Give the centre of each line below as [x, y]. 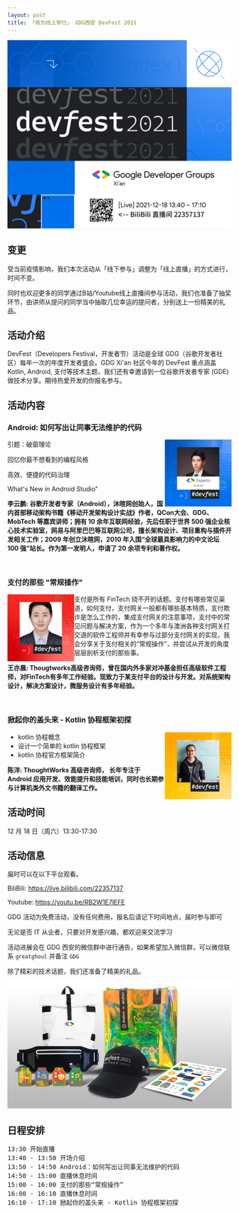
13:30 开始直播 [31, 1149]
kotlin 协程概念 [39, 737]
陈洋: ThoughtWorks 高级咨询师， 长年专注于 [74, 770]
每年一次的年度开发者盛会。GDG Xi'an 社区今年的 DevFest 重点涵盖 [118, 363]
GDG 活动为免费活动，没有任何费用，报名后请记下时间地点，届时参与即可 [115, 917]
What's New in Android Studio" [53, 489]
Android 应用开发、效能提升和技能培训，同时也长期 [83, 779]
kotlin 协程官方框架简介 [52, 755]
